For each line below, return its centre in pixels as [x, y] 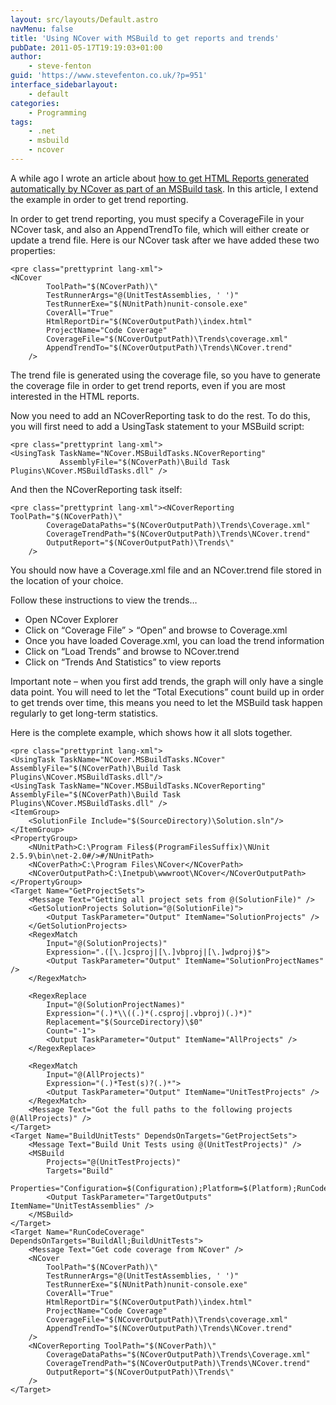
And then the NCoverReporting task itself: [96, 489]
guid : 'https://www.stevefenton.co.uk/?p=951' [109, 76]
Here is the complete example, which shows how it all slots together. [151, 732]
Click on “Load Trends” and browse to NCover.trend [132, 651]
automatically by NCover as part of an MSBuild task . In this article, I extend [164, 188]
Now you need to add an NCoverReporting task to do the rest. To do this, [160, 415]
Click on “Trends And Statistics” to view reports [123, 662]
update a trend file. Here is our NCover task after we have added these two [165, 240]
